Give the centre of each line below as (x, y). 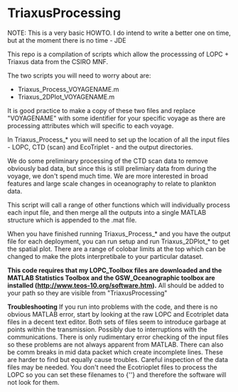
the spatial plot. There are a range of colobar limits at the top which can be (117, 249)
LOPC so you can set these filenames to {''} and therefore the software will (117, 374)
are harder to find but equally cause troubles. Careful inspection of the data (118, 359)
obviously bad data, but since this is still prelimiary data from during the (112, 168)
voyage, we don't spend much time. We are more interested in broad (108, 176)
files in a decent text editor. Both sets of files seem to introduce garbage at (117, 322)
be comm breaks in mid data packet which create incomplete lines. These (115, 352)
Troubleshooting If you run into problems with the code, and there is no (113, 307)
